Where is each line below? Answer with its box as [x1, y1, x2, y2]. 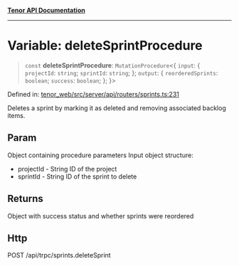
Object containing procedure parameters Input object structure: [7, 151, 193, 159]
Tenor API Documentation [7, 6, 85, 14]
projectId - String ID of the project [17, 164, 117, 173]
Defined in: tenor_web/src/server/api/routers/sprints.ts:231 [7, 90, 179, 98]
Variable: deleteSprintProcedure [7, 38, 203, 54]
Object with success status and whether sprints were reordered [7, 211, 194, 220]
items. [7, 111, 26, 119]
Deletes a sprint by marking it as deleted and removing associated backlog [7, 103, 226, 112]
